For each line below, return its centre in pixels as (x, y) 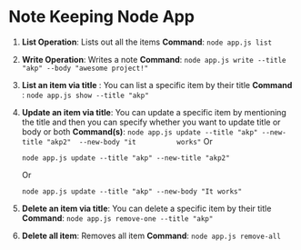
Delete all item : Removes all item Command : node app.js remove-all (151, 235)
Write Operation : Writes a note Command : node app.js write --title (154, 59)
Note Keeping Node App (101, 17)
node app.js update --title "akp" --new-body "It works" (132, 191)
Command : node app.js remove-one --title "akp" (117, 218)
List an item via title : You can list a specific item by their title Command (157, 85)
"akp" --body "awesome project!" (85, 68)
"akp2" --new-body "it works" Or (129, 141)
